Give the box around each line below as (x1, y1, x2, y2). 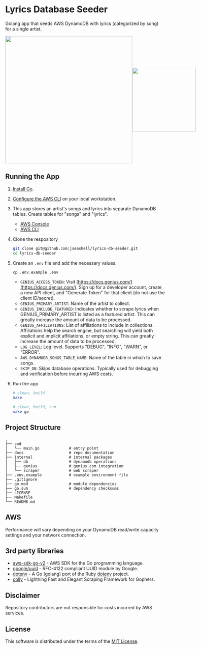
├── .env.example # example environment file (5, 472, 128, 477)
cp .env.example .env (12, 270, 58, 275)
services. (5, 610, 24, 616)
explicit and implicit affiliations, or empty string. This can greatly (20, 333, 154, 339)
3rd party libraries (5, 546, 64, 555)
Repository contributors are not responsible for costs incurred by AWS (5, 605, 152, 611)
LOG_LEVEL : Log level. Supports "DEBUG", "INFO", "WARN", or (20, 344, 148, 350)
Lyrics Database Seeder (5, 4, 108, 15)
